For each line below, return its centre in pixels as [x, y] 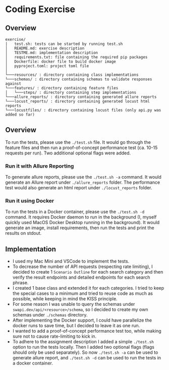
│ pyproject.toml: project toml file [47, 66]
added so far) [20, 115]
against [13, 84]
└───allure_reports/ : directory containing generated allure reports [81, 97]
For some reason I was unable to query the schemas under [74, 304]
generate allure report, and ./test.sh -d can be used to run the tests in [87, 358]
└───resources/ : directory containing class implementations [72, 75]
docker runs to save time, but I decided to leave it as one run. [76, 326]
